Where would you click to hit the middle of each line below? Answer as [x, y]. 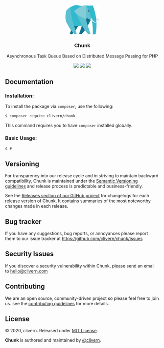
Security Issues [29, 254]
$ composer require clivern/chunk [40, 116]
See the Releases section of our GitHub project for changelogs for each [77, 196]
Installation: [20, 96]
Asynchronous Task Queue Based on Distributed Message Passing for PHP [82, 56]
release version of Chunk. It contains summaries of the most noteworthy [78, 201]
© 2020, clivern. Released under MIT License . [52, 331]
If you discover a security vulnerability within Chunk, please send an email [80, 266]
